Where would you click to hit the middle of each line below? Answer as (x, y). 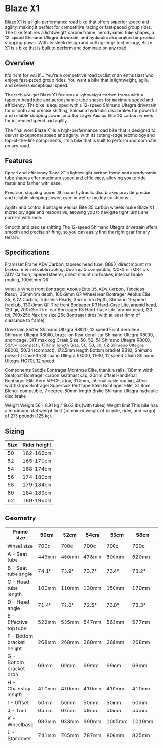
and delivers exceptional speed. (37, 85)
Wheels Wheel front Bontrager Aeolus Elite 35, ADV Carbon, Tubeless (75, 289)
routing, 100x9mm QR (27, 280)
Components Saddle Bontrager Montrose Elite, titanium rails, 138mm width (79, 370)
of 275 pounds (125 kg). (29, 416)
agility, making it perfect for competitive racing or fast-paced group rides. (79, 27)
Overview (20, 63)
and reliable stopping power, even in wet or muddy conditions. (67, 197)
